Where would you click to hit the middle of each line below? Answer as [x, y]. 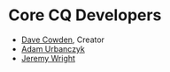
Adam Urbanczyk [53, 48]
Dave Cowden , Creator [63, 40]
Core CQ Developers [85, 15]
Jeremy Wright [48, 58]
